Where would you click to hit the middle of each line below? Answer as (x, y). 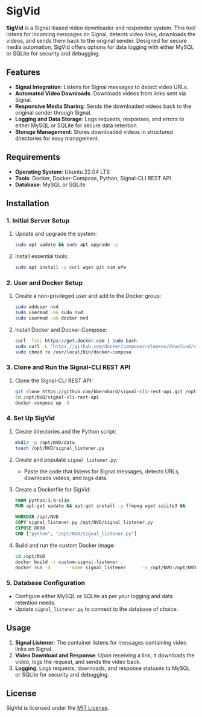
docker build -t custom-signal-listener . (69, 562)
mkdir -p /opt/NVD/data (45, 442)
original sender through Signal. (53, 112)
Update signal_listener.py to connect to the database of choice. (96, 609)
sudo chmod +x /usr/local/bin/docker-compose (73, 352)
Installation (28, 203)
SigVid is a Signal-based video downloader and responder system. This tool (101, 28)
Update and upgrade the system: (56, 234)
